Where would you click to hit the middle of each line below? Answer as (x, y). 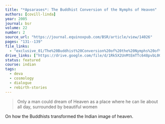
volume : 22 (16, 28)
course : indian (21, 64)
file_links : (17, 46)
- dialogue (21, 83)
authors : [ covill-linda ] (30, 14)
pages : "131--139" (24, 42)
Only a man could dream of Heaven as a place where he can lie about (87, 101)
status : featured (23, 60)
